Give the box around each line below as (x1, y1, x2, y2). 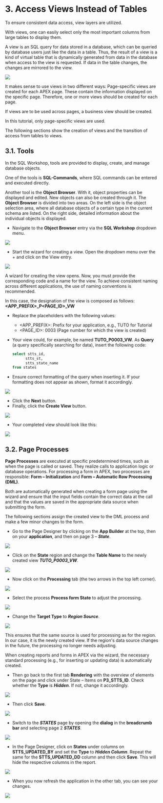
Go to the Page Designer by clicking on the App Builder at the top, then (12, 528, 156, 534)
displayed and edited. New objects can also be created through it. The (5, 195, 146, 201)
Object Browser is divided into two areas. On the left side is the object (5, 200, 146, 205)
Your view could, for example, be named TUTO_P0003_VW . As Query (12, 337, 154, 343)
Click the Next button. (12, 398, 57, 404)
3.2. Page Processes (5, 445, 69, 453)
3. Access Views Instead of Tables (5, 3, 147, 15)
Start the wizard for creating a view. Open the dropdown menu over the (12, 249, 156, 254)
